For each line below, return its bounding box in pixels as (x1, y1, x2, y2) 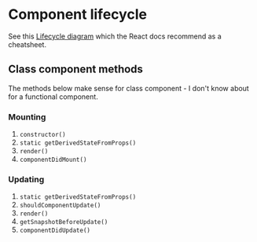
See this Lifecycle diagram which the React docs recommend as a (8, 31, 222, 41)
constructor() (19, 131, 66, 139)
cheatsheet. (8, 39, 47, 49)
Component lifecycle (8, 5, 148, 24)
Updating (8, 174, 45, 185)
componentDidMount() (19, 156, 87, 164)
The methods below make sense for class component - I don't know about (8, 83, 249, 93)
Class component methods (8, 63, 144, 76)
